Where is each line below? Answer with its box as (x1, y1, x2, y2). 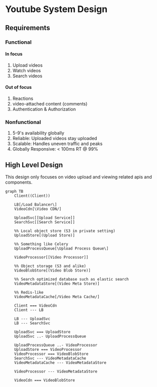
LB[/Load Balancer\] (14, 202, 57, 207)
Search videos (12, 73, 43, 79)
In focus (5, 51, 23, 57)
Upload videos (12, 62, 43, 68)
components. (5, 179, 33, 185)
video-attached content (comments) (12, 100, 88, 106)
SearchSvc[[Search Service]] (14, 220, 75, 225)
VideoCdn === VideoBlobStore (14, 378, 75, 383)
